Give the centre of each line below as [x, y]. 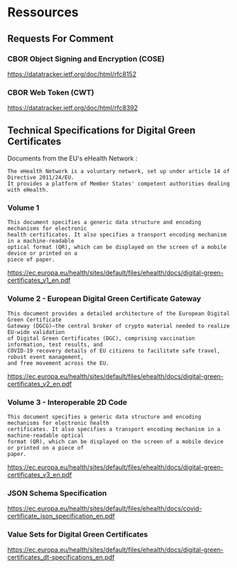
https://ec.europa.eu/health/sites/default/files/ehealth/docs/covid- [105, 508]
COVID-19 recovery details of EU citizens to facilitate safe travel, [114, 351]
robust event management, [45, 357]
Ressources [43, 12]
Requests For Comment [61, 39]
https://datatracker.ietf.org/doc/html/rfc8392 [73, 108]
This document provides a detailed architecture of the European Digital [119, 313]
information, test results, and [55, 345]
